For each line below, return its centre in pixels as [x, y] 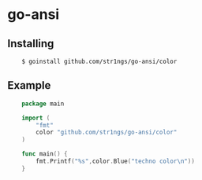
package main [43, 104]
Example [29, 85]
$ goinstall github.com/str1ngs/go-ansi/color [99, 61]
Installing [31, 44]
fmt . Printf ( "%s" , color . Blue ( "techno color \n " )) [115, 162]
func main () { [45, 154]
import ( [36, 118]
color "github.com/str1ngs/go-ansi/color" [107, 132]
